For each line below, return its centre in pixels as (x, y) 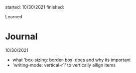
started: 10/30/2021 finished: (35, 7)
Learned (14, 17)
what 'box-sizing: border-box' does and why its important (71, 60)
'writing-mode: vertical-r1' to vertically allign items (64, 65)
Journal (21, 37)
